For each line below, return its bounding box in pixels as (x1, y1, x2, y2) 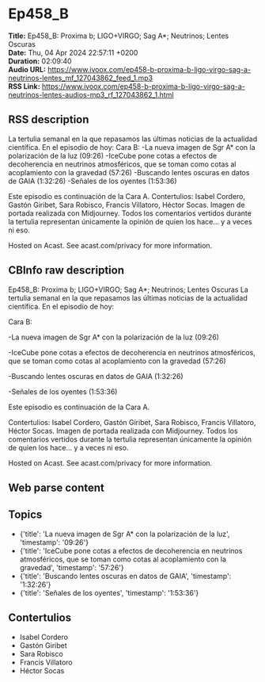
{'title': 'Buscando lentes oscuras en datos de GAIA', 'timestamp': (19, 571, 232, 580)
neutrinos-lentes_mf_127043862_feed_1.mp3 (8, 73, 153, 82)
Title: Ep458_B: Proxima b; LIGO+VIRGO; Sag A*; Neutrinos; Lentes (8, 31, 229, 40)
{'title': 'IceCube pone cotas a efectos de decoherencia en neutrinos (19, 546, 243, 555)
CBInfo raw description (8, 263, 125, 278)
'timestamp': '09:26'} (19, 537, 89, 547)
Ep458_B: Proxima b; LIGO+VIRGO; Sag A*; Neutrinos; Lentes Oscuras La (8, 285, 249, 294)
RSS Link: (8, 81, 41, 91)
